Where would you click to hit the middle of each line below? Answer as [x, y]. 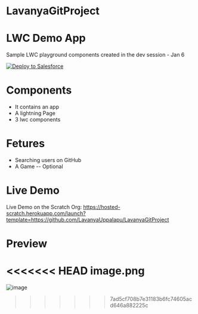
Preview [27, 244]
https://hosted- [102, 207]
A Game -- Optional [39, 166]
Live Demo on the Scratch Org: [44, 207]
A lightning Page [35, 113]
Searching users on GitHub [48, 160]
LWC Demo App [46, 38]
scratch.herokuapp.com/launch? [46, 213]
